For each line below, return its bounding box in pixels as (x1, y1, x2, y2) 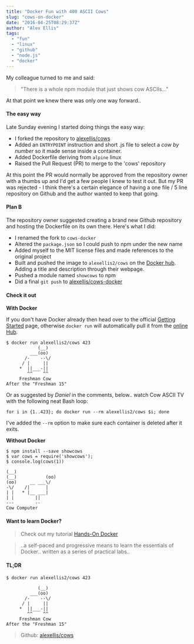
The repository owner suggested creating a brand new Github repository (6, 216, 182, 224)
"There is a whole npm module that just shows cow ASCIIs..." (20, 85, 169, 92)
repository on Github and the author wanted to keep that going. (6, 190, 159, 197)
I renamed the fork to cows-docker (14, 234, 96, 241)
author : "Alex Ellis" (6, 25, 59, 31)
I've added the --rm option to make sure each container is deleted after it (6, 419, 182, 427)
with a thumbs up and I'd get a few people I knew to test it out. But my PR (6, 177, 183, 184)
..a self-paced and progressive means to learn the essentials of (20, 542, 174, 549)
